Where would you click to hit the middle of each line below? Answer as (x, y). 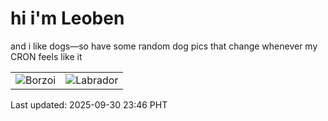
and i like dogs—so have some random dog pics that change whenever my (164, 46)
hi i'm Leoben (67, 18)
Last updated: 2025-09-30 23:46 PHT (89, 104)
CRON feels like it (46, 56)
